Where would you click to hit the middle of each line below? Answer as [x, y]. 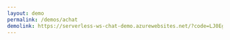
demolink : [21, 26]
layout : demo [26, 13]
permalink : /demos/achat [42, 20]
